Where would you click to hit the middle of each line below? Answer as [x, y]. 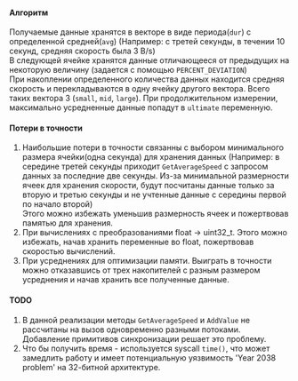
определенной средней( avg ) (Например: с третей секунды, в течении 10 [147, 42]
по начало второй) [57, 204]
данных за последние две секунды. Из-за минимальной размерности [155, 176]
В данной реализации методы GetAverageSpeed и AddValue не [136, 320]
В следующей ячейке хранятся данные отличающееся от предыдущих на [149, 60]
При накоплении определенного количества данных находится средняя [147, 79]
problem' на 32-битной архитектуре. [91, 367]
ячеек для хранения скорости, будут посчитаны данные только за [148, 186]
